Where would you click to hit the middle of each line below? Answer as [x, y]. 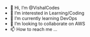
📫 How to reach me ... [34, 29]
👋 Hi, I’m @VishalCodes [35, 8]
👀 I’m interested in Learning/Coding [47, 13]
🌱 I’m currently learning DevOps [43, 18]
